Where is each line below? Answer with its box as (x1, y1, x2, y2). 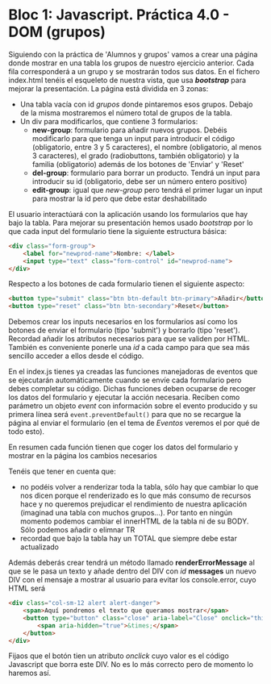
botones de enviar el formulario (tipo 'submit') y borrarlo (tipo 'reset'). (8, 325, 240, 336)
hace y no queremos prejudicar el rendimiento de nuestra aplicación (19, 499, 248, 509)
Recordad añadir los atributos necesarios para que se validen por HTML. (8, 334, 250, 344)
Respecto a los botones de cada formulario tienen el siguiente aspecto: (8, 279, 245, 289)
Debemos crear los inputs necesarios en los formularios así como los (8, 317, 238, 327)
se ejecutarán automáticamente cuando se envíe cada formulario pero (8, 375, 242, 385)
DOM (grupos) (8, 23, 106, 41)
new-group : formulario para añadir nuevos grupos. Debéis (31, 125, 227, 135)
